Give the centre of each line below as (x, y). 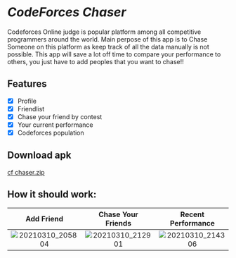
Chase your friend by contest (60, 116)
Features (27, 84)
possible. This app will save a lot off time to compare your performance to (114, 54)
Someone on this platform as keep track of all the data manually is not (108, 47)
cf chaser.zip (26, 172)
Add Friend (45, 219)
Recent (192, 214)
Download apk (39, 155)
